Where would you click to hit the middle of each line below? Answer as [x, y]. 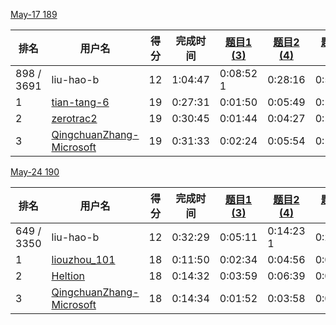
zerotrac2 [74, 118]
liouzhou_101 [83, 259]
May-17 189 [34, 14]
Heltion [68, 276]
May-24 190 [35, 172]
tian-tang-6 [80, 102]
